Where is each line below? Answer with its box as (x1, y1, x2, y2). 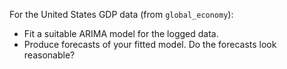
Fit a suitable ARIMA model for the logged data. (23, 28, 219, 39)
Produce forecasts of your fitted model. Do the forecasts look (23, 39, 277, 50)
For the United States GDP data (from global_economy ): (9, 9, 234, 20)
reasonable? (23, 49, 76, 61)
